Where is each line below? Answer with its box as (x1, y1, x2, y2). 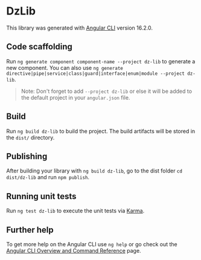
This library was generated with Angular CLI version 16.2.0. (6, 24, 153, 31)
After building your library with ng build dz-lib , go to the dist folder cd (6, 167, 183, 174)
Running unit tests (6, 191, 77, 201)
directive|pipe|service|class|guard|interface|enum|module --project (6, 71, 185, 77)
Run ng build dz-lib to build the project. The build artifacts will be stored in (6, 127, 196, 135)
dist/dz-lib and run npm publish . (6, 174, 89, 181)
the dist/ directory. (6, 134, 55, 141)
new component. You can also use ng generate (6, 64, 124, 71)
